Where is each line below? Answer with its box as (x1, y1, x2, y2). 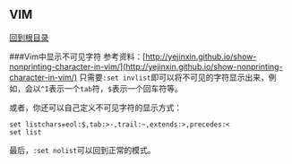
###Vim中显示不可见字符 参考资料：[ (9, 51, 146, 62)
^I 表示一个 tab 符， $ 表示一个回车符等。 (40, 82, 183, 93)
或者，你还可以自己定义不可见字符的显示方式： (9, 102, 182, 113)
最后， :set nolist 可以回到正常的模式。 (9, 144, 156, 155)
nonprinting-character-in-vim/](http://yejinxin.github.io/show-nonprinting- (9, 61, 284, 72)
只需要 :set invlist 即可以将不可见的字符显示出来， (79, 72, 269, 82)
